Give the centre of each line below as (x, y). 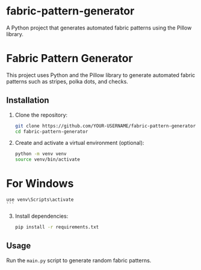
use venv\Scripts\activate (40, 200)
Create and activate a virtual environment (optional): (79, 143)
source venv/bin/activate (47, 160)
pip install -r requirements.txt (57, 227)
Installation (28, 100)
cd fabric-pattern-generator (51, 131)
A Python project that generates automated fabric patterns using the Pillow (99, 28)
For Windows (40, 184)
